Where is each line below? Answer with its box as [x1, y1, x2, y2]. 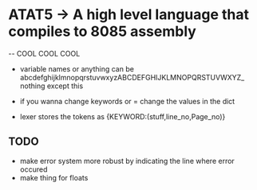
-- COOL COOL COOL [8, 48, 81, 58]
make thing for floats [19, 173, 89, 182]
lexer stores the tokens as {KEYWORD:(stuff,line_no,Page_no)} [19, 111, 226, 121]
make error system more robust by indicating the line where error [19, 156, 235, 165]
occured [19, 165, 48, 174]
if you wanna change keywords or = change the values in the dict [19, 96, 235, 106]
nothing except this [19, 81, 84, 91]
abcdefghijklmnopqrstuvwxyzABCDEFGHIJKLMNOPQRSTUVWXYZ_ [19, 72, 245, 82]
